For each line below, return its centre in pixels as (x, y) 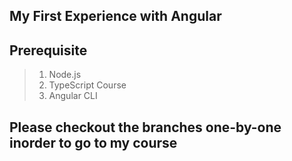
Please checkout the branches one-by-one (145, 127)
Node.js (65, 75)
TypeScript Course (87, 85)
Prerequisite (48, 50)
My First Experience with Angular (115, 16)
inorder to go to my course (93, 142)
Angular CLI (73, 96)
